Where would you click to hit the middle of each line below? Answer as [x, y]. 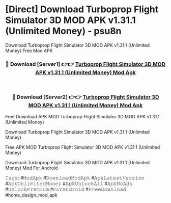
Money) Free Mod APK [29, 50]
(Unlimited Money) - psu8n [63, 31]
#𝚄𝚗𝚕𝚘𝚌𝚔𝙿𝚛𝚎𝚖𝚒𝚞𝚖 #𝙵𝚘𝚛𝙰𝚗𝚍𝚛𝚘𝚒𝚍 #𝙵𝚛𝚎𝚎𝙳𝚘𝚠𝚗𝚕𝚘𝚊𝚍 [66, 189]
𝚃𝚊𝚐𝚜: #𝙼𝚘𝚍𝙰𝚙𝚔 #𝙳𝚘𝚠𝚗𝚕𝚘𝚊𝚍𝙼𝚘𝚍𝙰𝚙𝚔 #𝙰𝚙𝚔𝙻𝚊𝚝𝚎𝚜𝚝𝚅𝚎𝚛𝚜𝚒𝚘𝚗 [75, 177]
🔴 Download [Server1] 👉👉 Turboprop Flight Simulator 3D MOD [85, 64]
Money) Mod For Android [32, 168]
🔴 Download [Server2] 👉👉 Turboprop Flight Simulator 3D [85, 97]
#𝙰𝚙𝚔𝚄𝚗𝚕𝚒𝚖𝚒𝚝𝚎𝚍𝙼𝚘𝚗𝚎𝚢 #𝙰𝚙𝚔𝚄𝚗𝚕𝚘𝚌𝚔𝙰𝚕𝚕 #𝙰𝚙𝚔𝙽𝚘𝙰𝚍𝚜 [69, 183]
